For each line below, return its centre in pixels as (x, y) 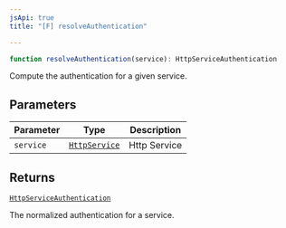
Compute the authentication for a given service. (98, 76)
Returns (33, 177)
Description (156, 130)
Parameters (43, 104)
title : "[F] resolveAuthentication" (78, 26)
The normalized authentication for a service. (92, 215)
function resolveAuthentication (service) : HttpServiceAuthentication (143, 59)
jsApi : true (32, 18)
